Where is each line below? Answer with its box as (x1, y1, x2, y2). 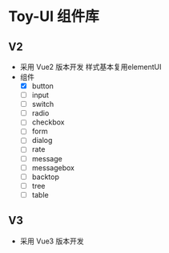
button (31, 81, 54, 91)
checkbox (31, 117, 65, 127)
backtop (31, 172, 60, 182)
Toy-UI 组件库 (8, 7, 100, 26)
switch (31, 100, 54, 109)
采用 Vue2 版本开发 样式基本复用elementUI (19, 62, 162, 71)
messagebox (31, 162, 74, 173)
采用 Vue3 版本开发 (19, 236, 84, 246)
